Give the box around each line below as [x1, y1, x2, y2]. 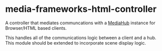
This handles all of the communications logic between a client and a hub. [5, 35, 156, 41]
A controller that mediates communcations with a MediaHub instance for [5, 20, 155, 26]
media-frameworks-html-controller [5, 3, 157, 15]
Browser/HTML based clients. [5, 25, 67, 31]
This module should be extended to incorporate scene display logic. [5, 40, 146, 46]
